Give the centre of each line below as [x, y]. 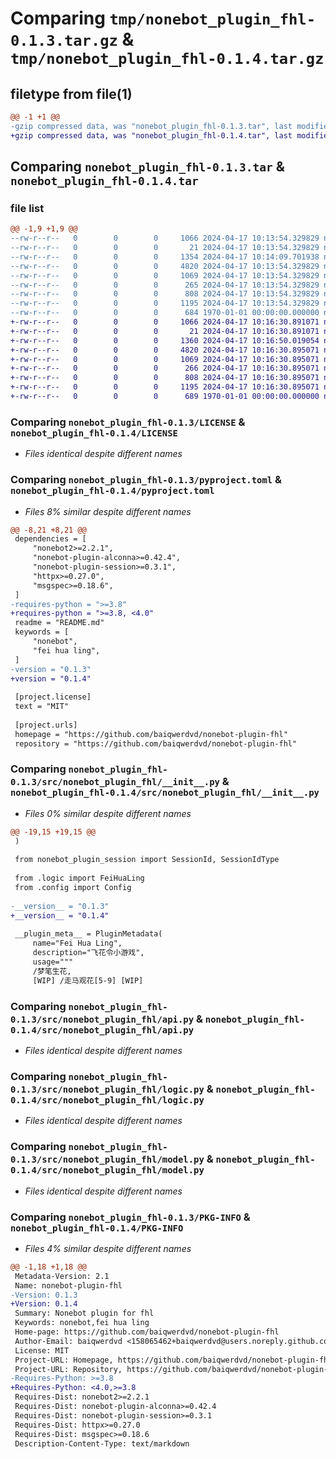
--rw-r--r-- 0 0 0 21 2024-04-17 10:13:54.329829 [165, 248]
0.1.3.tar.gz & [72, 39]
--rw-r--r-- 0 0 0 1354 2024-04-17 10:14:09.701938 [165, 257]
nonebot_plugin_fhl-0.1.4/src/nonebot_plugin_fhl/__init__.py [165, 793]
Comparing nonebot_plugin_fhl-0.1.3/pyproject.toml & [146, 480]
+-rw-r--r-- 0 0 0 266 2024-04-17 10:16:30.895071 [165, 368]
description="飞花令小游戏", [88, 953]
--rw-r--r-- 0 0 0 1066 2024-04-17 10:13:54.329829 [165, 238]
